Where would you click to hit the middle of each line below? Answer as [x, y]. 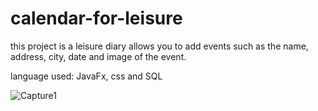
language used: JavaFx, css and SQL [86, 76]
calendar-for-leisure [96, 18]
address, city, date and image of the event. [98, 56]
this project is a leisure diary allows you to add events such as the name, [159, 46]
